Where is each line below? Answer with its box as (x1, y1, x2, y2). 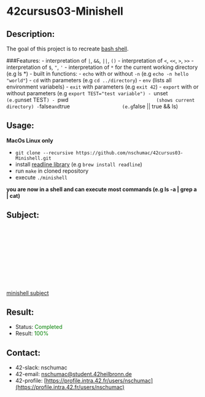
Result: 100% (15, 330, 49, 337)
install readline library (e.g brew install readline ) (15, 160, 142, 168)
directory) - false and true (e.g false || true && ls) (6, 103, 179, 110)
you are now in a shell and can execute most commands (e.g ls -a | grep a (6, 186, 198, 193)
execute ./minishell (15, 173, 68, 181)
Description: (6, 29, 55, 39)
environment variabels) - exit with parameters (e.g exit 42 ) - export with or (6, 83, 199, 90)
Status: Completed (15, 323, 63, 331)
